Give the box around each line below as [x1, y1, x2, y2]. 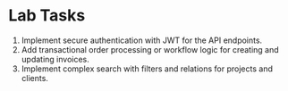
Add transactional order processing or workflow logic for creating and [21, 44, 279, 54]
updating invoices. [21, 54, 90, 64]
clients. [21, 72, 48, 83]
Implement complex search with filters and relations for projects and [21, 63, 274, 74]
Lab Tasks [8, 5, 86, 26]
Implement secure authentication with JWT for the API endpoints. [21, 35, 263, 45]
